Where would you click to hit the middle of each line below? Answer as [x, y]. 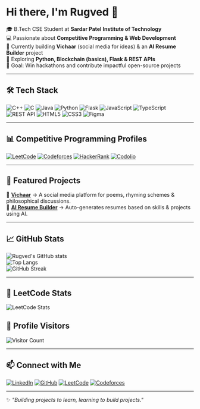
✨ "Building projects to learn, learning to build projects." [75, 399]
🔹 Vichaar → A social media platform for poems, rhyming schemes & [90, 195]
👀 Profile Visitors [38, 326]
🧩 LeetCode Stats [39, 293]
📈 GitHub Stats [35, 239]
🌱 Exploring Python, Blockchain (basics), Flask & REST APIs [81, 59]
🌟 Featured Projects [43, 180]
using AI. [17, 214]
